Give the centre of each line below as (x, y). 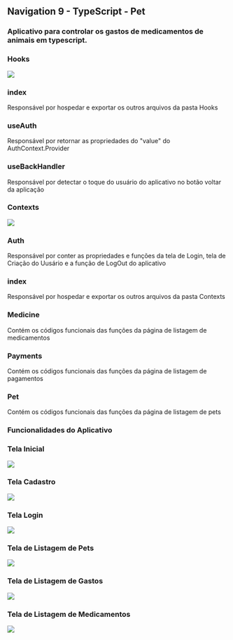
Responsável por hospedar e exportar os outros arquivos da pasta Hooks (113, 107)
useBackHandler (36, 166)
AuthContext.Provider (38, 148)
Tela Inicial (26, 449)
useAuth (22, 126)
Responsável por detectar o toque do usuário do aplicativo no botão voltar (114, 182)
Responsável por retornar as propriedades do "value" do (89, 141)
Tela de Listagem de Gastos (55, 581)
